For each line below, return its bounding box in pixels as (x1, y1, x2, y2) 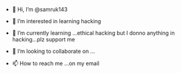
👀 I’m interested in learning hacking (12, 18, 102, 24)
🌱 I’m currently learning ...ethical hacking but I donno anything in (12, 29, 175, 36)
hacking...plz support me (12, 36, 75, 43)
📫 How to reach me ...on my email (12, 60, 100, 67)
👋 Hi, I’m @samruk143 (12, 6, 68, 13)
